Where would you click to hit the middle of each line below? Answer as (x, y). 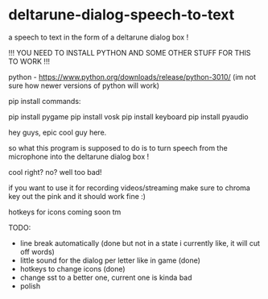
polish (30, 286)
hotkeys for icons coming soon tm (65, 212)
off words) (37, 251)
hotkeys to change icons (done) (73, 268)
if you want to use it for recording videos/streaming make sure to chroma (130, 188)
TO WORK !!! (29, 61)
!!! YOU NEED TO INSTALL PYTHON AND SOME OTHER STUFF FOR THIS (130, 52)
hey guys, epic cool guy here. (58, 132)
